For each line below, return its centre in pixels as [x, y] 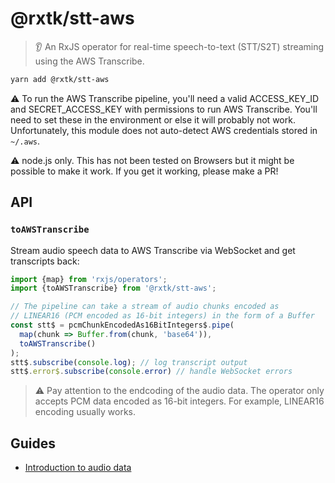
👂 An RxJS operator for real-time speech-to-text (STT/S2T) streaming [179, 46]
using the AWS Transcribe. [89, 61]
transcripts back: [45, 261]
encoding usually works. [85, 412]
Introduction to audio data [78, 468]
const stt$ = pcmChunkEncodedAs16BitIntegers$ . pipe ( [122, 325]
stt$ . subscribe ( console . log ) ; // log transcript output [129, 362]
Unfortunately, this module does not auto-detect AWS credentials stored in [164, 130]
